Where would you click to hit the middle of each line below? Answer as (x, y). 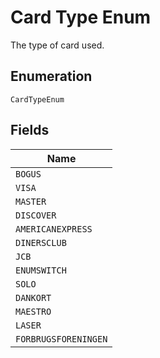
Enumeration (51, 76)
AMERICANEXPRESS (54, 229)
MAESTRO (33, 311)
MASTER (31, 201)
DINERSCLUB (41, 242)
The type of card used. (57, 45)
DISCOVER (36, 215)
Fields (30, 130)
